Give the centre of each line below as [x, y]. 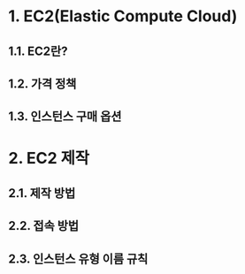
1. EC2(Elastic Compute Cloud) [123, 16]
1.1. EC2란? [38, 51]
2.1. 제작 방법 [42, 193]
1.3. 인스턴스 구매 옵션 [65, 117]
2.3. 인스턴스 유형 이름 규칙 [78, 259]
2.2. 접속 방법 [44, 226]
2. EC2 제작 [49, 158]
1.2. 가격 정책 [42, 84]
